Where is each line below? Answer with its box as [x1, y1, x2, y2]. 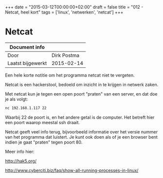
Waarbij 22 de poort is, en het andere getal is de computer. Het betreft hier [5, 114, 155, 120]
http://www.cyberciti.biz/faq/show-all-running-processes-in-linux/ [5, 167, 139, 173]
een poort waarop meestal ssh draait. [5, 119, 80, 125]
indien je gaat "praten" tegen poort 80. [5, 139, 83, 145]
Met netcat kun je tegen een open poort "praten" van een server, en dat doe [5, 91, 158, 97]
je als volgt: [5, 96, 28, 102]
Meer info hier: [5, 148, 35, 154]
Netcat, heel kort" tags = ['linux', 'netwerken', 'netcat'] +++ [5, 9, 124, 15]
